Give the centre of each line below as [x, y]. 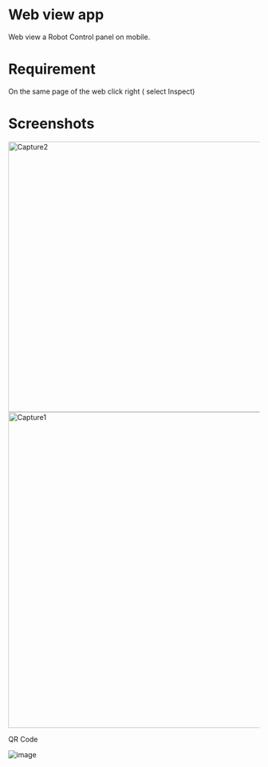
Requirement [52, 69]
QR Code [23, 739]
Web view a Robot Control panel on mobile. [79, 37]
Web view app [56, 15]
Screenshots [51, 124]
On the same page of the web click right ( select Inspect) [102, 91]
